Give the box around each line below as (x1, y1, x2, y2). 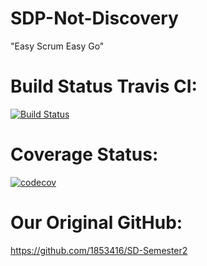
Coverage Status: (10, 143, 159, 166)
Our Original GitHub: (10, 212, 183, 234)
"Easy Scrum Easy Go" (10, 40, 105, 52)
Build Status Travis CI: (10, 75, 198, 98)
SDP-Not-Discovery (10, 7, 179, 30)
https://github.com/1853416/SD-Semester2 (10, 244, 188, 256)
